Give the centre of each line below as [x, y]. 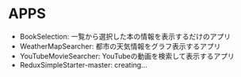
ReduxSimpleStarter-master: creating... [84, 64]
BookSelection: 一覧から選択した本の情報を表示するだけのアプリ [125, 36]
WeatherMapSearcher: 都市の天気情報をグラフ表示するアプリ [120, 46]
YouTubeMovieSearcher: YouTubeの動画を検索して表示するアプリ [127, 56]
